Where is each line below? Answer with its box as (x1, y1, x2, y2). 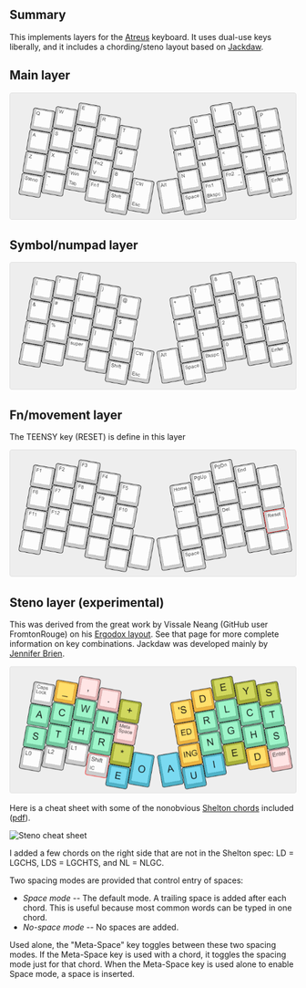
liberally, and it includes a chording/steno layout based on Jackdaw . (9, 41, 264, 52)
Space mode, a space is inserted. (9, 968, 135, 979)
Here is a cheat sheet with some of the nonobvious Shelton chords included (9, 802, 294, 813)
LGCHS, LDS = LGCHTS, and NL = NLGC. (9, 857, 165, 868)
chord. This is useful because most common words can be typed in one (22, 902, 292, 913)
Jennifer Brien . (9, 648, 66, 660)
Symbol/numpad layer (9, 237, 138, 254)
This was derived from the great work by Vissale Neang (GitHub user (9, 619, 269, 630)
